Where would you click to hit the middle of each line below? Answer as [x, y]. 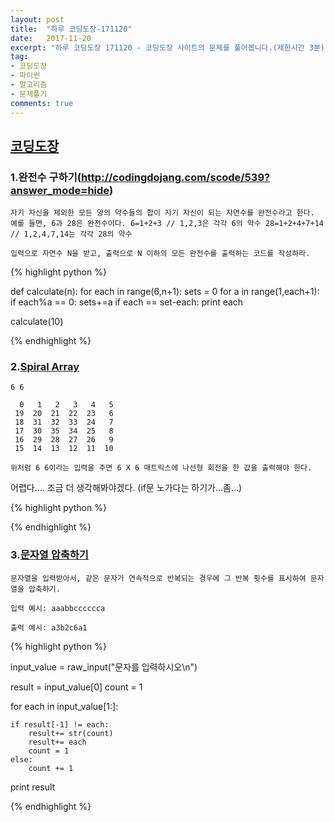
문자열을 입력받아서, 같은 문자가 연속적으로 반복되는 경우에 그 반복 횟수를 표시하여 [158, 578]
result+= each [57, 742]
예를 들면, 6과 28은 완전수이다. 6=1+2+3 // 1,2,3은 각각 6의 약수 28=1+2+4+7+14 [167, 224]
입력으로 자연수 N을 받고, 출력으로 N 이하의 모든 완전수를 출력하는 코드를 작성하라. [160, 254]
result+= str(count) [71, 733]
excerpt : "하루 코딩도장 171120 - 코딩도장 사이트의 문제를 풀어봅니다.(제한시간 [157, 47]
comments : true [42, 103]
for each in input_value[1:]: [64, 706]
